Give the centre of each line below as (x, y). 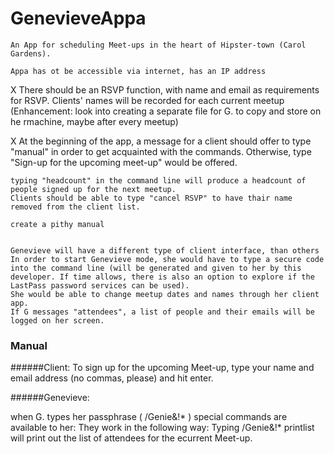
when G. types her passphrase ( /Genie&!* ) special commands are (149, 417)
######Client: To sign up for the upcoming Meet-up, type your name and (162, 368)
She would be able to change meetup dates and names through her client (165, 294)
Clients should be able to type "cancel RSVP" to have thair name (151, 198)
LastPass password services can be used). (100, 285)
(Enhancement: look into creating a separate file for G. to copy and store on (166, 111)
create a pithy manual (57, 224)
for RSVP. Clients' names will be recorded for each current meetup (147, 100)
